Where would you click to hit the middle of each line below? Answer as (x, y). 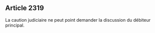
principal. (15, 25)
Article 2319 (25, 8)
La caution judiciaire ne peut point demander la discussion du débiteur (78, 20)
